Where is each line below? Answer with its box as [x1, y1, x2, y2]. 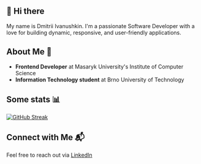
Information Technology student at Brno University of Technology [15, 76, 184, 83]
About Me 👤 [6, 47, 52, 57]
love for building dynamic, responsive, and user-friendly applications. [6, 29, 182, 36]
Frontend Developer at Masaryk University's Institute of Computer [15, 62, 184, 70]
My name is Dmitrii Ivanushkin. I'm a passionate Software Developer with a [6, 22, 195, 29]
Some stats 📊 [6, 94, 61, 105]
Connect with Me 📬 [6, 132, 85, 143]
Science [15, 69, 36, 76]
